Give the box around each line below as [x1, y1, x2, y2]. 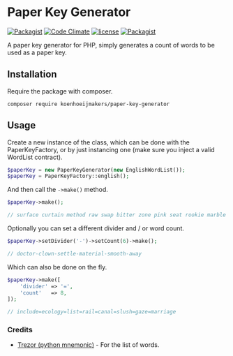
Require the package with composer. [7, 87, 113, 95]
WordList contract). [7, 153, 63, 161]
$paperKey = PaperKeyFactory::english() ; [7, 172, 130, 180]
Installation [7, 68, 57, 80]
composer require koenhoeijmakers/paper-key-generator [7, 101, 170, 107]
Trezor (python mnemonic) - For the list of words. [17, 341, 160, 349]
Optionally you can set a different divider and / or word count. [7, 224, 185, 232]
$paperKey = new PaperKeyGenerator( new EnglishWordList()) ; [7, 166, 186, 173]
